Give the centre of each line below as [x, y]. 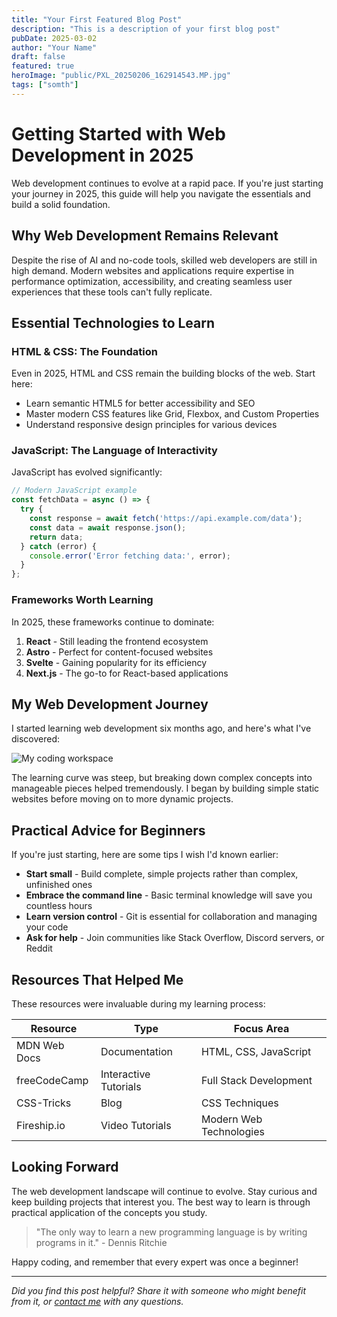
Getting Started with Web [118, 133]
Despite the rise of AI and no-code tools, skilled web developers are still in [164, 260]
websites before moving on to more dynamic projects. [122, 799]
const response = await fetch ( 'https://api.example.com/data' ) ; [166, 519]
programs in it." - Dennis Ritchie [101, 1242]
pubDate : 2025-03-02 [54, 38]
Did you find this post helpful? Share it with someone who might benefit [159, 1290]
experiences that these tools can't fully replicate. [112, 292]
